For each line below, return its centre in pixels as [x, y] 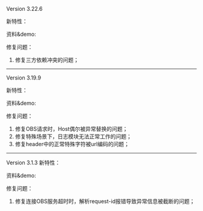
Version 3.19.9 [24, 78]
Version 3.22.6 [24, 9]
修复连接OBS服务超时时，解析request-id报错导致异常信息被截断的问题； [105, 201]
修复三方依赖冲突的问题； [47, 60]
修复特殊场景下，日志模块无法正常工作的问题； [73, 136]
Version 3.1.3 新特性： [33, 162]
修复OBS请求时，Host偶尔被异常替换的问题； [71, 129]
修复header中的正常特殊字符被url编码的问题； [72, 144]
